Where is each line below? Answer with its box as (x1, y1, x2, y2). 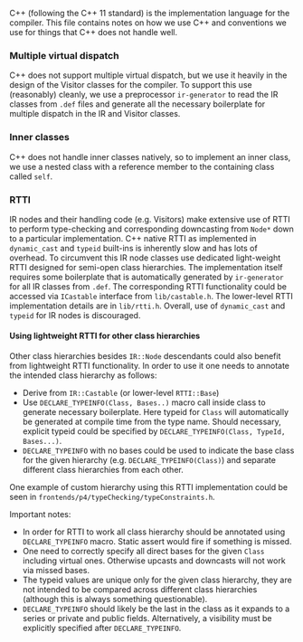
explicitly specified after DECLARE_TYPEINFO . (22, 623, 182, 634)
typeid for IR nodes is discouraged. (9, 309, 141, 320)
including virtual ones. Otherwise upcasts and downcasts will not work (22, 555, 287, 566)
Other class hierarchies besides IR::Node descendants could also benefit (9, 351, 281, 362)
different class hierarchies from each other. (22, 465, 184, 476)
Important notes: (9, 509, 71, 520)
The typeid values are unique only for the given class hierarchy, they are (22, 574, 292, 586)
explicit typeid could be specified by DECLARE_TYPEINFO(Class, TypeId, (22, 426, 286, 437)
